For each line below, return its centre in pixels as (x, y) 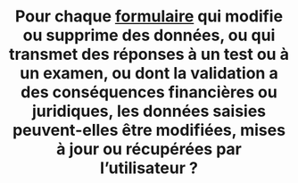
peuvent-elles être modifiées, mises (149, 130)
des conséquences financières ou (149, 92)
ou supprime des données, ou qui (149, 35)
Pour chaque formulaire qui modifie (149, 17)
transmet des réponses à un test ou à (149, 54)
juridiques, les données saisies (149, 111)
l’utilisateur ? (149, 168)
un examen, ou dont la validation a (149, 74)
